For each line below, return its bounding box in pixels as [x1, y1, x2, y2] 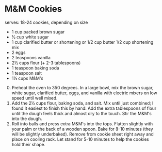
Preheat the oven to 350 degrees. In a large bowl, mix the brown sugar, [11, 84, 154, 90]
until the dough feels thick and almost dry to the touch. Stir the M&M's [11, 110, 152, 116]
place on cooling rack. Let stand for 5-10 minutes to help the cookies [11, 136, 149, 142]
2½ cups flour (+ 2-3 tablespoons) [11, 60, 81, 66]
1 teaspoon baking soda [11, 65, 59, 71]
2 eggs [11, 50, 26, 55]
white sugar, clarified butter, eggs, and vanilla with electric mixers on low [11, 90, 157, 96]
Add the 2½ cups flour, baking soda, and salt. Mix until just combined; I [11, 100, 154, 106]
